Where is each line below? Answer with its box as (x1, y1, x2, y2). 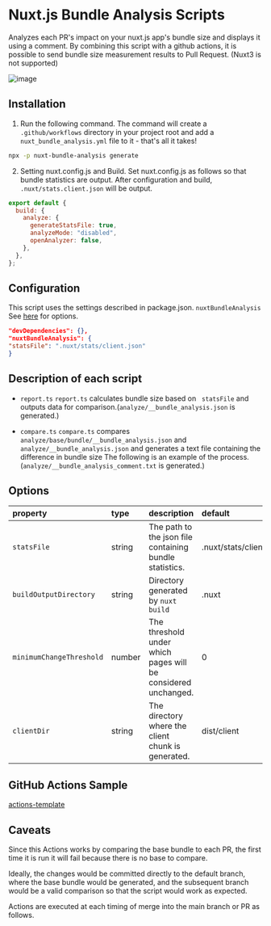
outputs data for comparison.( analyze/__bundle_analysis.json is (19, 402, 236, 411)
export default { (8, 199, 67, 207)
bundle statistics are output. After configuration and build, (19, 175, 213, 184)
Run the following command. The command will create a (19, 119, 207, 128)
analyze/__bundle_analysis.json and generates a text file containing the (19, 443, 261, 453)
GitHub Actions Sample (8, 778, 128, 792)
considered (148, 677, 192, 688)
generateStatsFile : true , (29, 221, 117, 229)
